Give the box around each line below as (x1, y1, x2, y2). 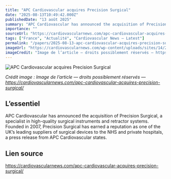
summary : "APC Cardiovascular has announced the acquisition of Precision (5, 21, 167, 27)
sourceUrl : (5, 31, 28, 36)
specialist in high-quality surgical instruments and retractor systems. (5, 118, 149, 125)
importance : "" (5, 26, 38, 32)
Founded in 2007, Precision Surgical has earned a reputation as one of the (5, 124, 161, 130)
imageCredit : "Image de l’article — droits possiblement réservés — (5, 50, 154, 55)
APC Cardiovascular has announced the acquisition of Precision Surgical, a (5, 113, 163, 119)
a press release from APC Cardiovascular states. (5, 134, 107, 140)
